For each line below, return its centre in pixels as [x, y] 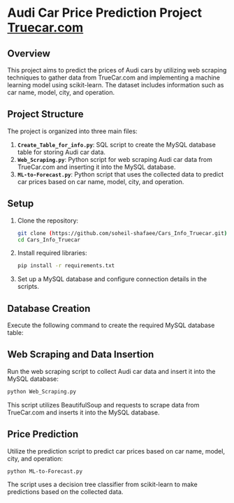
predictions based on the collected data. [65, 492]
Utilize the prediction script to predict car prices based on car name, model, [116, 451]
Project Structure [45, 114]
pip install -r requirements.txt [66, 266]
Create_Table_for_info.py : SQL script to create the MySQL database [117, 144]
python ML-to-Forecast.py [45, 471]
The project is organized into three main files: [72, 131]
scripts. [28, 287]
